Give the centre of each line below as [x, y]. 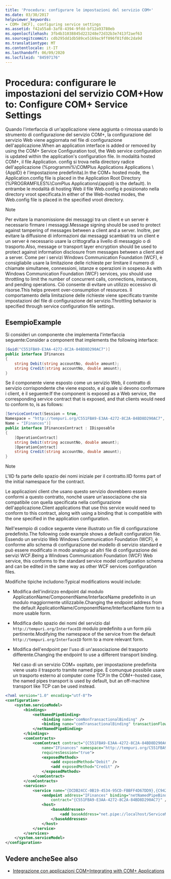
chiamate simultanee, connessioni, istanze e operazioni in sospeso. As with [84, 268]
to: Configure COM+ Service [67, 104]
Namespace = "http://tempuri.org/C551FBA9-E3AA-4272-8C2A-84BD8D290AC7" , [85, 419]
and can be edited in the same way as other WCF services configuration [81, 566]
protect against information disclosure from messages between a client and [84, 252]
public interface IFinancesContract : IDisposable [60, 428]
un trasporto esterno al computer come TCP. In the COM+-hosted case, [87, 675]
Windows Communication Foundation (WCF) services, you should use [79, 274]
